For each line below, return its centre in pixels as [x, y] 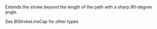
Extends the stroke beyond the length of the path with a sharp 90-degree [78, 7]
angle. [11, 12]
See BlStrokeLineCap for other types [42, 22]
